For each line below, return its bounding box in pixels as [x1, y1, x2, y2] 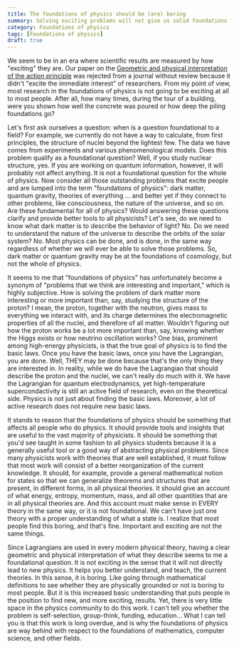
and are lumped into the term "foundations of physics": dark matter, [7, 184, 206, 192]
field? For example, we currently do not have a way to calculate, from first [7, 131, 223, 140]
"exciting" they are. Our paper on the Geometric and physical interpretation [7, 64, 228, 73]
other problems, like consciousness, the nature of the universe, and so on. [7, 199, 225, 207]
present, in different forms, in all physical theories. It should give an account [7, 484, 230, 492]
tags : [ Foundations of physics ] [7, 30, 103, 38]
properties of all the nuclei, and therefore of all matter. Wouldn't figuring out [7, 318, 230, 328]
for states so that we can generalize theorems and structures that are [7, 477, 211, 485]
